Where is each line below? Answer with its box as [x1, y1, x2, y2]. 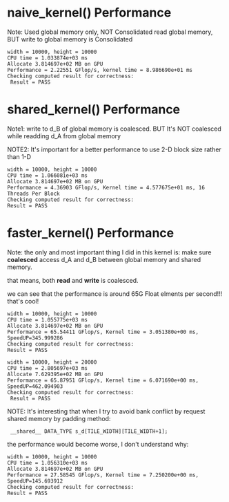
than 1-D [7, 152, 32, 160]
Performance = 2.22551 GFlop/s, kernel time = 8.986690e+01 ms [7, 66, 193, 73]
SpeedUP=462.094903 [7, 382, 63, 390]
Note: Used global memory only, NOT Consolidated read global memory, [7, 28, 213, 36]
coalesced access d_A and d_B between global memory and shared [7, 255, 201, 263]
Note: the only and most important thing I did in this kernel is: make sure [7, 248, 212, 257]
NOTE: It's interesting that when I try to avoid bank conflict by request [7, 407, 206, 416]
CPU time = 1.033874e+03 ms [7, 54, 88, 62]
